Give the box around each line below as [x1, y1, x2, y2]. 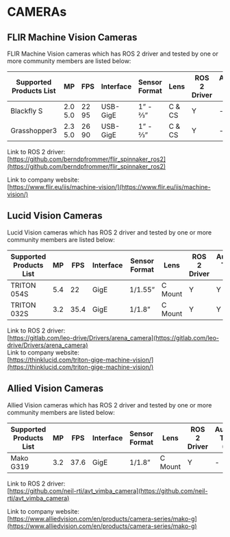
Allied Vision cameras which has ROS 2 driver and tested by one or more [7, 401, 212, 409]
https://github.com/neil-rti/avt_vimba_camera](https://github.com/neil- [9, 486, 208, 494]
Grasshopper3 [10, 126, 57, 135]
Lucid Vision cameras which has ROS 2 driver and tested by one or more [7, 228, 212, 237]
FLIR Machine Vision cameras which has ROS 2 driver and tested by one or [7, 49, 219, 58]
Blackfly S [10, 106, 43, 115]
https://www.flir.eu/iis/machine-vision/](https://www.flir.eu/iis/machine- [9, 183, 211, 191]
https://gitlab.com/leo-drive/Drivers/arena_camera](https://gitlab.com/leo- [9, 333, 220, 342]
